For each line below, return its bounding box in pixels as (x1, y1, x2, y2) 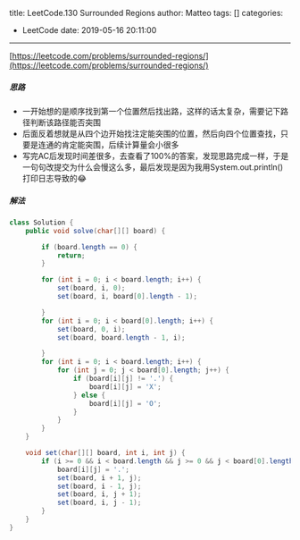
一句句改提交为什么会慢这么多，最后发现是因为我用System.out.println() (21, 161, 284, 173)
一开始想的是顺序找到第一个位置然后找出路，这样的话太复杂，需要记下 (21, 105, 281, 116)
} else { (72, 391, 105, 400)
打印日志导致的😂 (21, 173, 87, 183)
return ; (56, 250, 87, 260)
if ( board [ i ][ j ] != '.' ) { (72, 375, 174, 384)
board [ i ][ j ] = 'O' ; (88, 399, 162, 408)
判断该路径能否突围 (29, 116, 101, 128)
